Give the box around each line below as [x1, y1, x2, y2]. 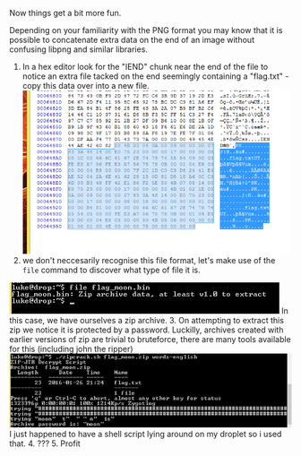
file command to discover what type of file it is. [21, 264, 201, 275]
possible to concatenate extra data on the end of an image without [9, 35, 255, 45]
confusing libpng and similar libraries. [9, 44, 148, 55]
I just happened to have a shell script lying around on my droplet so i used [9, 429, 282, 440]
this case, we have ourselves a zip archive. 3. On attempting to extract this [9, 314, 285, 325]
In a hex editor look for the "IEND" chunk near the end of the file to [21, 62, 269, 72]
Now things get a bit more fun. [9, 8, 122, 18]
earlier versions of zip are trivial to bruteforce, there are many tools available [9, 333, 291, 344]
